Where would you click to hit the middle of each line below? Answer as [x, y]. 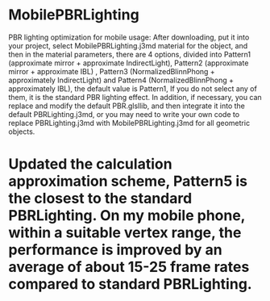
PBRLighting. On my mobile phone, [127, 216]
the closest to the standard [100, 199]
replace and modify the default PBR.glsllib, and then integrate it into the [127, 106]
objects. [22, 132]
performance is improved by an [116, 250]
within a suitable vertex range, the [125, 233]
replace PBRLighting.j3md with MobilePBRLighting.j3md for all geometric [129, 123]
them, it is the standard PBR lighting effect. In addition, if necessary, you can [135, 97]
